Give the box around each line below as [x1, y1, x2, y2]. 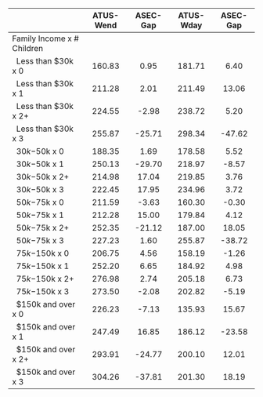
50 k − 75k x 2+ [16, 223, 70, 233]
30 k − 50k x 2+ [16, 172, 70, 182]
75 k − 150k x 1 [16, 260, 70, 271]
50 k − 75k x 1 [16, 209, 64, 220]
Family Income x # [12, 33, 80, 44]
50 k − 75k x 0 [16, 197, 64, 207]
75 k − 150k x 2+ [16, 274, 74, 284]
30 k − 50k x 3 [16, 184, 64, 195]
